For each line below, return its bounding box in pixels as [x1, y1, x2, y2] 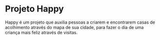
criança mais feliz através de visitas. [5, 29, 78, 35]
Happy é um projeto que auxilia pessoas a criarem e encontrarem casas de [5, 19, 156, 25]
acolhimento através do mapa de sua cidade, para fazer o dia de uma [5, 24, 144, 30]
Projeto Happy [5, 3, 64, 14]
